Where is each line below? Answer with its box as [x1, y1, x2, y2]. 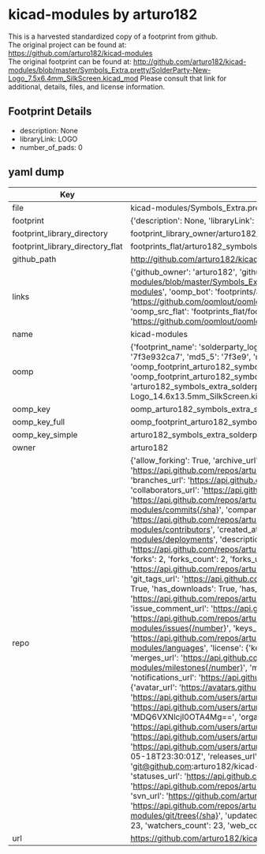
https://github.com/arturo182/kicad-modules [8, 48, 153, 58]
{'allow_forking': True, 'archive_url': [129, 455, 260, 466]
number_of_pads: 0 [19, 142, 83, 152]
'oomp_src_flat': [129, 305, 189, 317]
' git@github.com [129, 760, 192, 771]
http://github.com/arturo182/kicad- [132, 57, 247, 66]
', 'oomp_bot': [162, 286, 214, 297]
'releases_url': [207, 751, 259, 762]
